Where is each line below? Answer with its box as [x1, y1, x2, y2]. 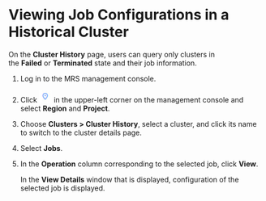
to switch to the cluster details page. [19, 128, 142, 137]
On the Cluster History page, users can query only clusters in [8, 49, 215, 59]
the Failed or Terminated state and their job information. [8, 58, 197, 68]
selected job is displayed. [19, 183, 105, 193]
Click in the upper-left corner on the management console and [19, 94, 244, 104]
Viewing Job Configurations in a [8, 6, 230, 24]
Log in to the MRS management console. [19, 73, 157, 83]
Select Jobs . [19, 143, 63, 153]
